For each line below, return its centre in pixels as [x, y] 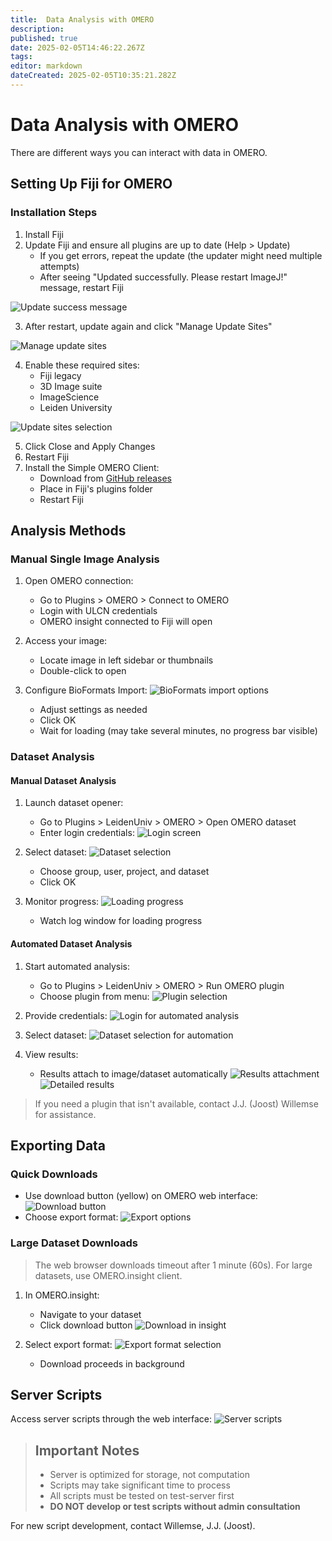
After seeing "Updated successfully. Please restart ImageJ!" [163, 277]
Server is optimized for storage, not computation [149, 1475]
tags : [21, 57]
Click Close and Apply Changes [90, 446]
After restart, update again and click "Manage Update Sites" [148, 326]
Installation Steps [54, 213]
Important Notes [87, 1450]
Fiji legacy [60, 375]
